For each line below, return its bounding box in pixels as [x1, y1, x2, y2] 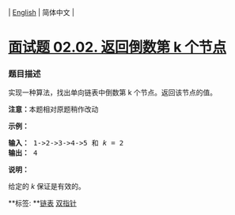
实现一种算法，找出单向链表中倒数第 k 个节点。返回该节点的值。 [8, 88, 218, 97]
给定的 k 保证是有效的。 [8, 182, 85, 191]
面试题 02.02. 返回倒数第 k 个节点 [8, 39, 227, 56]
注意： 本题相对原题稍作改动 [8, 104, 99, 114]
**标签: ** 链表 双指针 [8, 198, 77, 208]
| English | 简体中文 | [8, 8, 75, 17]
